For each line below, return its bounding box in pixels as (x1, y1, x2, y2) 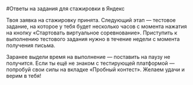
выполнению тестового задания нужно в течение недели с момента (6, 36, 180, 42)
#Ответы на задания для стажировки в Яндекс (6, 5, 125, 12)
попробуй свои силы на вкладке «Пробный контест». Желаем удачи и (6, 66, 185, 73)
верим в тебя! (6, 73, 42, 79)
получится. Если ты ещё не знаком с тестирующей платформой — (6, 59, 175, 67)
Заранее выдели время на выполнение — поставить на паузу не (6, 53, 170, 60)
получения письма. (6, 42, 55, 49)
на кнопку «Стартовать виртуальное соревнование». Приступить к (6, 29, 178, 36)
